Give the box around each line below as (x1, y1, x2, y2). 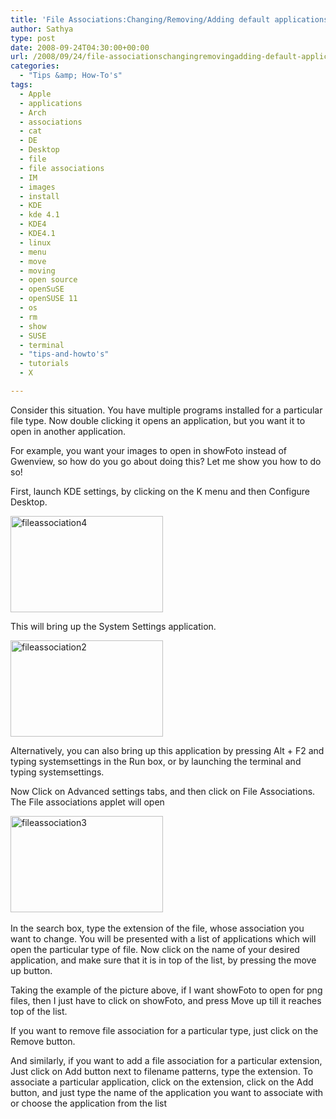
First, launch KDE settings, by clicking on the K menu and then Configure (10, 485, 311, 497)
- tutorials (19, 359, 70, 369)
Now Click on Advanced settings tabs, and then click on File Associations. (10, 785, 316, 797)
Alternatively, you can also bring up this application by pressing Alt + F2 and (10, 744, 325, 756)
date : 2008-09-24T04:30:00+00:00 (10, 42, 150, 53)
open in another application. (10, 425, 127, 437)
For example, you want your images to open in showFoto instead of (10, 444, 288, 456)
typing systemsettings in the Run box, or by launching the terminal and (10, 755, 302, 767)
